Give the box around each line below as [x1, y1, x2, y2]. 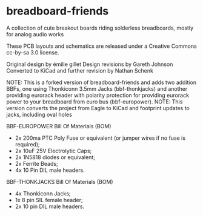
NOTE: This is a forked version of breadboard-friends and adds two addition [6, 79, 197, 86]
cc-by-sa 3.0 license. [6, 48, 59, 56]
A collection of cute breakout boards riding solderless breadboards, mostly [6, 24, 194, 31]
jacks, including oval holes [6, 111, 73, 118]
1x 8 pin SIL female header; [15, 196, 83, 203]
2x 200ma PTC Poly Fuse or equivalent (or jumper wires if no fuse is [15, 134, 186, 142]
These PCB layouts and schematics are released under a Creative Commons [6, 42, 197, 50]
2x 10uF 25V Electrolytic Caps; [15, 147, 92, 154]
